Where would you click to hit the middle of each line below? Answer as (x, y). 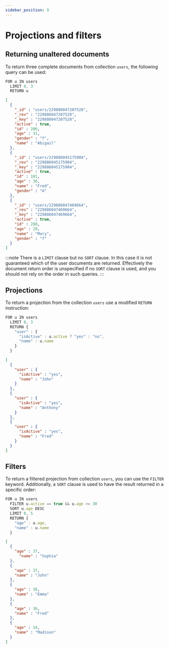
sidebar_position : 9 (27, 10)
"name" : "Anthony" (39, 408)
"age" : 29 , (27, 229)
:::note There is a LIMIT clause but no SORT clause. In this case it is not (79, 258)
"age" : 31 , (27, 134)
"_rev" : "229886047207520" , (46, 114)
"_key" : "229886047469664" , (46, 215)
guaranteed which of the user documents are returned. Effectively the (79, 263)
